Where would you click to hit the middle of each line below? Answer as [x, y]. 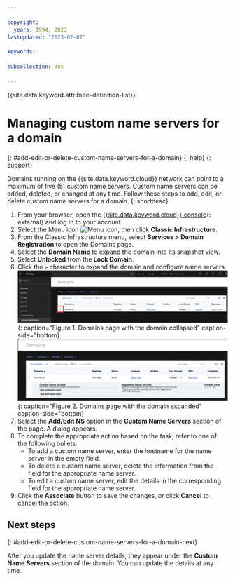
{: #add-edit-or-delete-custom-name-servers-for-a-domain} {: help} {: [109, 157]
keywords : [22, 52]
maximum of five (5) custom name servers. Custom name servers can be [113, 186]
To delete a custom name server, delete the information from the [121, 466]
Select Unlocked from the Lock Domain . [76, 259]
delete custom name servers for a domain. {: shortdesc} [88, 201]
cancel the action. [43, 503]
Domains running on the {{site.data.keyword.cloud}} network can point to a [115, 178]
